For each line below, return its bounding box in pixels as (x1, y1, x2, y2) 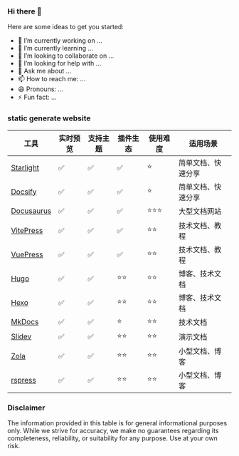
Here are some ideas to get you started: (7, 23, 124, 31)
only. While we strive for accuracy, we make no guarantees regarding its (7, 426, 219, 435)
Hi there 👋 (7, 6, 43, 16)
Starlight (11, 162, 40, 172)
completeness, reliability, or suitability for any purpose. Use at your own (7, 434, 218, 442)
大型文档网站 (179, 207, 222, 217)
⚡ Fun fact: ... (17, 93, 57, 102)
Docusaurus (11, 206, 52, 216)
